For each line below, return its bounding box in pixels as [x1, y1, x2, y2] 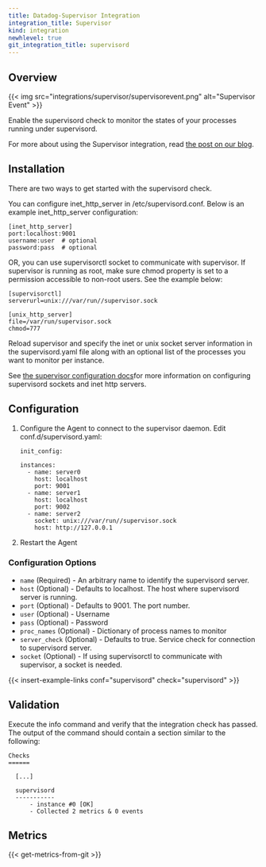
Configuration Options [8, 557, 97, 568]
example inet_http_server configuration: [8, 207, 139, 217]
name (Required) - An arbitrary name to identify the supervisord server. [19, 575, 250, 585]
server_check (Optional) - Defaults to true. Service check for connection [19, 634, 256, 644]
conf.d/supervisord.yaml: [19, 432, 102, 441]
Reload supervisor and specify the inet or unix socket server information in [8, 339, 253, 348]
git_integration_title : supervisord [8, 41, 129, 49]
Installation [8, 162, 65, 176]
